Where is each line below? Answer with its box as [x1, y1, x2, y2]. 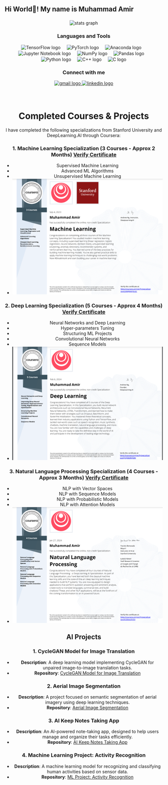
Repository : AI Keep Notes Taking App [47, 739, 128, 745]
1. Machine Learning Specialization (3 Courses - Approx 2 [12, 145, 155, 152]
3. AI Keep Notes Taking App [48, 717, 120, 724]
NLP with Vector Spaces [62, 485, 113, 491]
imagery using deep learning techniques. [45, 699, 130, 705]
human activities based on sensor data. [47, 768, 128, 774]
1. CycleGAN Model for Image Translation [33, 648, 135, 655]
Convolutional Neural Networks [55, 336, 120, 342]
